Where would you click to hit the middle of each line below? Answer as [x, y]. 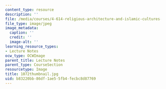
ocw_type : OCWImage [25, 56]
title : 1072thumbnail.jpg [32, 74]
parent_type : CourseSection [34, 65]
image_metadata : [22, 28]
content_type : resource [30, 10]
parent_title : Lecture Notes [35, 60]
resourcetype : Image [26, 70]
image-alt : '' [24, 42]
